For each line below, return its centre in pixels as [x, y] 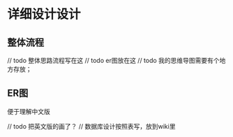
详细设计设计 [44, 14]
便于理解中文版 [29, 111]
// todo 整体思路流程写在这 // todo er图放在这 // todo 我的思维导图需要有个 [113, 60]
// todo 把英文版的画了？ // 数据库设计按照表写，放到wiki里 [91, 126]
